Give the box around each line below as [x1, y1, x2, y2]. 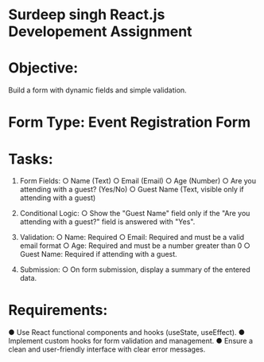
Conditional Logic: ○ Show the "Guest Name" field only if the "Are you [19, 209, 250, 218]
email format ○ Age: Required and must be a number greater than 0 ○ [19, 241, 250, 250]
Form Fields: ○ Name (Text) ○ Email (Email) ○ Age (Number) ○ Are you [19, 176, 257, 186]
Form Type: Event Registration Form [8, 113, 251, 132]
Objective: [8, 59, 79, 77]
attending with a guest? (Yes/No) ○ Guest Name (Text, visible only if [19, 185, 244, 195]
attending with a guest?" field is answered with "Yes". [19, 217, 196, 226]
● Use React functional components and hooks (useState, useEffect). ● [8, 328, 245, 337]
